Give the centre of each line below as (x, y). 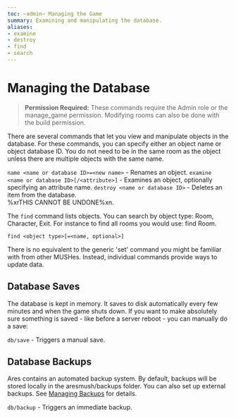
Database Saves (44, 287)
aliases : (20, 27)
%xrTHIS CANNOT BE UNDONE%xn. (61, 202)
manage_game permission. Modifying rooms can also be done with (122, 115)
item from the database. (42, 195)
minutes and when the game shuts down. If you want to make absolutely (112, 311)
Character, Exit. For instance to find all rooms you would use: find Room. (112, 223)
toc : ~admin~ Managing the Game (55, 14)
